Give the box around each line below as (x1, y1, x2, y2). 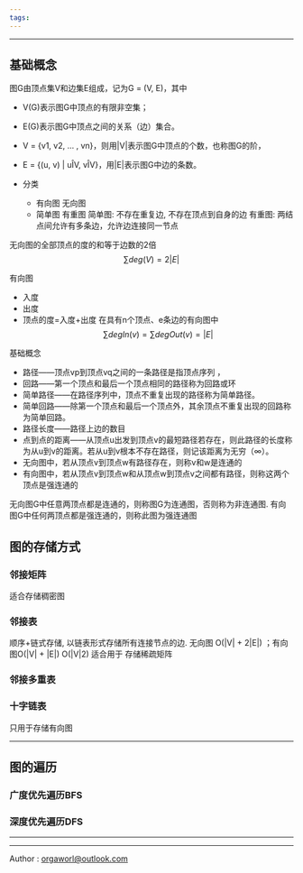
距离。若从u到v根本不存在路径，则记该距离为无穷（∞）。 (62, 446, 274, 456)
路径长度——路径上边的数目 (22, 423, 126, 434)
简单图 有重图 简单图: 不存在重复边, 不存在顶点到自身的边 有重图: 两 (35, 209, 286, 220)
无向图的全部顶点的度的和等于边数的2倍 (9, 240, 157, 251)
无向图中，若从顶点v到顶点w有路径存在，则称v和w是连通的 (22, 457, 243, 468)
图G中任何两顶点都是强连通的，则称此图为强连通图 (9, 510, 197, 521)
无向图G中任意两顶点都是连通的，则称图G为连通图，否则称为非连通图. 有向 (9, 499, 287, 510)
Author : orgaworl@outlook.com (9, 853, 129, 864)
